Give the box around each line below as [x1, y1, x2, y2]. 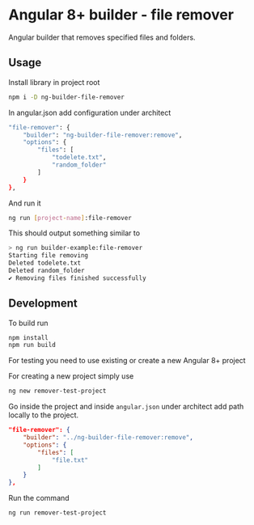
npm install [8, 333, 49, 341]
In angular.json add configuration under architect [8, 108, 171, 117]
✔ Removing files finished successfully [8, 273, 147, 282]
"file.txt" [51, 455, 89, 464]
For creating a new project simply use [8, 371, 134, 381]
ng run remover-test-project [8, 509, 107, 517]
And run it [8, 198, 42, 208]
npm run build [8, 341, 57, 349]
